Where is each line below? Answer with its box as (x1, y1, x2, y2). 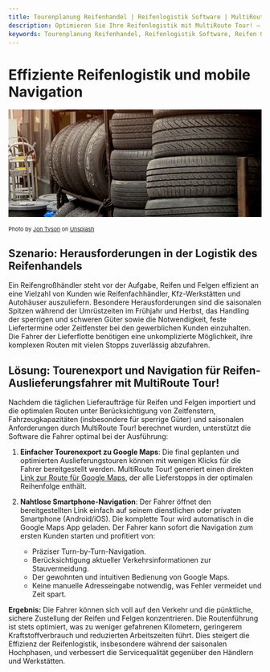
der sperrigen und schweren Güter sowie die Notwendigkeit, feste (8, 314, 227, 325)
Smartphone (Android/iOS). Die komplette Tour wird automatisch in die (19, 514, 255, 524)
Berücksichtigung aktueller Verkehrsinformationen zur (31, 555, 211, 565)
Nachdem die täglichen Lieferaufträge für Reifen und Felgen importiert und (8, 398, 256, 408)
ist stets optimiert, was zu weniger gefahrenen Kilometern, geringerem (8, 622, 243, 632)
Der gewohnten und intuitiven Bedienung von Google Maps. (31, 572, 231, 582)
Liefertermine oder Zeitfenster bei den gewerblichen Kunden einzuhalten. (8, 323, 252, 333)
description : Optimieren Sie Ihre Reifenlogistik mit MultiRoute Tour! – (8, 21, 261, 30)
